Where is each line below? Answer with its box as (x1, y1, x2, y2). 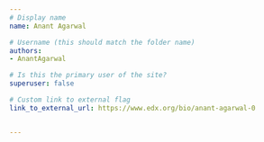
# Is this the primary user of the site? (9, 71, 168, 80)
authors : (9, 46, 42, 55)
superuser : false (9, 79, 75, 88)
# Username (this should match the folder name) (9, 38, 196, 47)
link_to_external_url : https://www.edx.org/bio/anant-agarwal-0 (9, 103, 256, 112)
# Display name (9, 13, 67, 22)
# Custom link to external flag (9, 95, 131, 104)
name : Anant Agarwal (9, 22, 87, 31)
